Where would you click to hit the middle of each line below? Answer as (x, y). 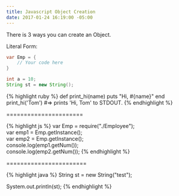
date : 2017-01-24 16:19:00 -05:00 (50, 17)
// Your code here (40, 63)
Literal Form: (22, 46)
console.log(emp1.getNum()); (42, 145)
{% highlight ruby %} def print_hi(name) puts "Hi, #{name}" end (86, 96)
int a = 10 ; (21, 79)
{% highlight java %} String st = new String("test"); (69, 174)
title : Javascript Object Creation (51, 12)
